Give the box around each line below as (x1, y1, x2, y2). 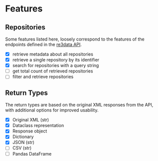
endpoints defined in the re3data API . (5, 41, 82, 47)
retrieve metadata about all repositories (12, 51, 94, 57)
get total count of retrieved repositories (12, 68, 93, 74)
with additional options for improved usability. (5, 107, 99, 113)
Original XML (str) (12, 117, 49, 123)
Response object (12, 128, 47, 134)
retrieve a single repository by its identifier (12, 57, 100, 63)
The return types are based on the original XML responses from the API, (5, 102, 154, 108)
